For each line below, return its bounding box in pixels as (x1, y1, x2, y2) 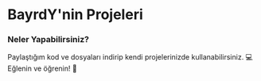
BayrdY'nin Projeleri (7, 6, 144, 24)
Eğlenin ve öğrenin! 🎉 (7, 64, 77, 73)
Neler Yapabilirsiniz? (7, 34, 89, 45)
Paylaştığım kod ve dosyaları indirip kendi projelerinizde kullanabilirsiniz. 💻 (7, 52, 253, 62)
